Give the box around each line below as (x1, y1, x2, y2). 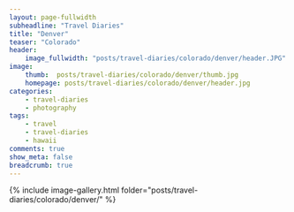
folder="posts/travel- (120, 185, 199, 195)
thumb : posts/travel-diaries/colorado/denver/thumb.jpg (25, 71, 239, 79)
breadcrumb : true (9, 161, 73, 170)
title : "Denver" (9, 29, 69, 38)
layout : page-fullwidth (9, 12, 97, 22)
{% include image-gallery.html (9, 185, 120, 195)
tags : (9, 111, 29, 120)
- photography (25, 103, 77, 112)
